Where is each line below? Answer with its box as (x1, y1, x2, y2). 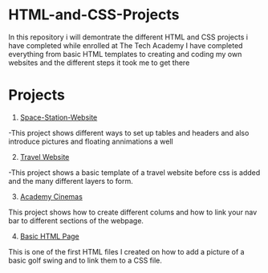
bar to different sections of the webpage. (8, 215, 144, 226)
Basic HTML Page (19, 231, 80, 241)
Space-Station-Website (19, 112, 98, 122)
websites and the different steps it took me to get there (8, 58, 190, 67)
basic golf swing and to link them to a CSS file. (8, 255, 162, 265)
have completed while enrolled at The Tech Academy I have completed (8, 40, 243, 50)
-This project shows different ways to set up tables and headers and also (8, 128, 250, 137)
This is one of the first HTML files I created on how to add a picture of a (8, 247, 245, 256)
